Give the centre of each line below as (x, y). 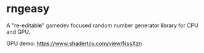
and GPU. (18, 31)
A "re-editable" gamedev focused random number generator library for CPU (102, 25)
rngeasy (28, 9)
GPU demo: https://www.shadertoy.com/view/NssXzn (74, 43)
